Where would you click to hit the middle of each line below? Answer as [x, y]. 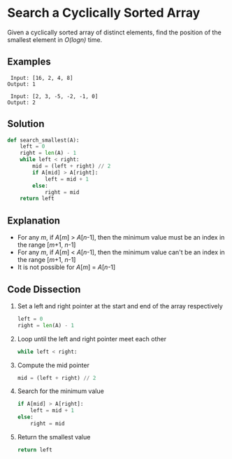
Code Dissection [44, 289]
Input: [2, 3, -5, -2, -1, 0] [54, 96]
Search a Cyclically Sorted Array [104, 13]
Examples [29, 62]
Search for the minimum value [61, 391]
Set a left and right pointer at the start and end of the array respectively [120, 306]
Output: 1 [22, 84]
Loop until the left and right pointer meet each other [92, 338]
